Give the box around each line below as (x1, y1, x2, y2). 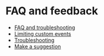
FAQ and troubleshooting (14, 24, 75, 31)
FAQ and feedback (5, 4, 99, 18)
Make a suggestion (14, 43, 61, 50)
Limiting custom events (14, 30, 71, 37)
